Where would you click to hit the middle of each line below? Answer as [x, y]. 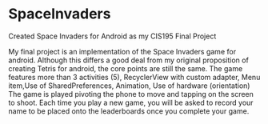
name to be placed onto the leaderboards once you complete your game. [129, 111]
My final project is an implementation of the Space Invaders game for [122, 51]
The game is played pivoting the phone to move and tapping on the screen [131, 94]
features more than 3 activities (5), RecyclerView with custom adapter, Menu [134, 77]
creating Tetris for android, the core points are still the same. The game [126, 68]
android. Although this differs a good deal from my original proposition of [129, 60]
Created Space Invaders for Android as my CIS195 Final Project [112, 36]
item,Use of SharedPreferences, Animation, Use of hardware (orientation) [129, 86]
